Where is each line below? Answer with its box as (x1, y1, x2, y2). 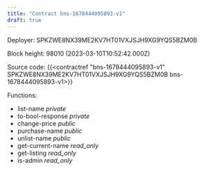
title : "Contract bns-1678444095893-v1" (7, 10, 126, 17)
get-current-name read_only (17, 141, 99, 149)
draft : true (7, 17, 42, 24)
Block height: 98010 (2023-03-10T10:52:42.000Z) (7, 49, 151, 58)
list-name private (17, 104, 67, 113)
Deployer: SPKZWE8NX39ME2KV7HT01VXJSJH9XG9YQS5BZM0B (7, 35, 198, 44)
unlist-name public (17, 133, 71, 142)
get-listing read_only (17, 149, 76, 157)
